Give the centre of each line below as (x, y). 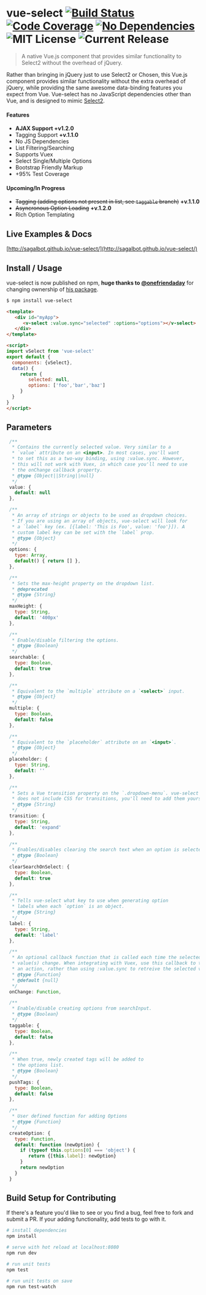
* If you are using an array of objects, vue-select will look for (100, 521)
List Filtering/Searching (45, 148)
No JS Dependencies (42, 142)
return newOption (42, 1168)
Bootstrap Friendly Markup (49, 167)
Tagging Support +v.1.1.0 (47, 135)
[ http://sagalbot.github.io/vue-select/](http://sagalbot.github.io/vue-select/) (102, 249)
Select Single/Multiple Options (53, 161)
